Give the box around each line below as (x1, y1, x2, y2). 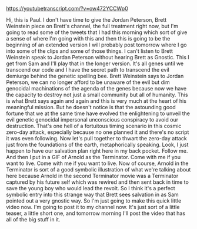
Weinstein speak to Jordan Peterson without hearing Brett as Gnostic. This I (6, 54, 189, 60)
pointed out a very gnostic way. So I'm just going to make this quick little (6, 197, 182, 204)
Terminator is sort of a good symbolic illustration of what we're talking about (6, 166, 191, 173)
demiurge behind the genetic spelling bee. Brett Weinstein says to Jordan (6, 73, 184, 79)
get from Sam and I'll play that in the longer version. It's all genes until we (6, 60, 184, 67)
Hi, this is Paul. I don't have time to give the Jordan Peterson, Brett (6, 16, 167, 23)
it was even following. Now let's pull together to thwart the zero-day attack (6, 135, 187, 142)
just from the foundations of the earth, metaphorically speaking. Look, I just (6, 141, 189, 148)
